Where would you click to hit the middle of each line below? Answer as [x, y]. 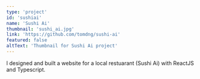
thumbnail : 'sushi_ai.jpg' [40, 29]
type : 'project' [27, 12]
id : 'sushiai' [24, 18]
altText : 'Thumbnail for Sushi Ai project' [62, 46]
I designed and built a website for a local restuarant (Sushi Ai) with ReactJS [100, 63]
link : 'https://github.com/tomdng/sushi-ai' [63, 35]
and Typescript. [26, 69]
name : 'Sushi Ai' [28, 23]
